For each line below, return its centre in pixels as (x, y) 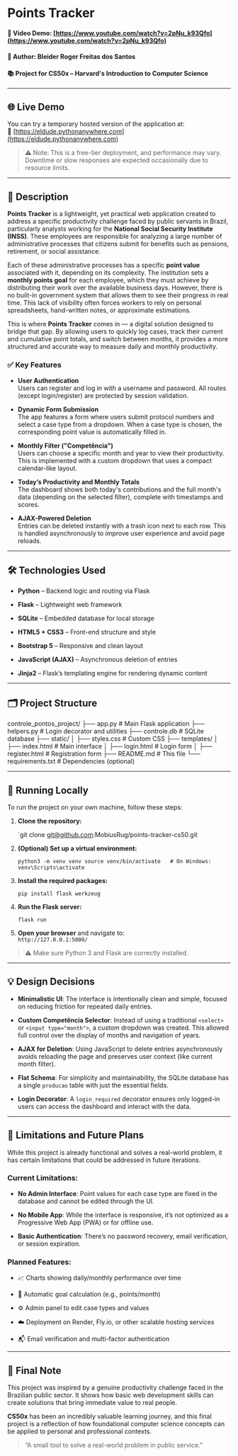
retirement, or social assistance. (54, 251)
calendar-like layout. (47, 468)
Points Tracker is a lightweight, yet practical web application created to (112, 214)
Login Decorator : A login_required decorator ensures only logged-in (119, 1098)
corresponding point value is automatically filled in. (92, 432)
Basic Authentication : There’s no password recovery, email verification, (123, 1236)
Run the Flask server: (50, 906)
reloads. (29, 540)
